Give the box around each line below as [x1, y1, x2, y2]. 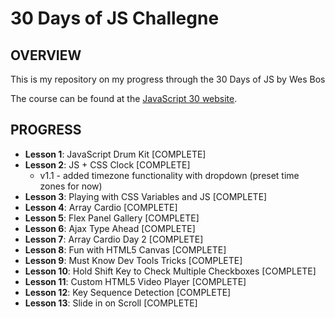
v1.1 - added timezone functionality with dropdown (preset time [39, 169, 300, 181]
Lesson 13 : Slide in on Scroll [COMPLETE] [24, 297, 198, 309]
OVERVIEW [10, 47, 82, 64]
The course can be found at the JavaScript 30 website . [10, 93, 238, 104]
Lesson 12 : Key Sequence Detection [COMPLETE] [24, 286, 232, 298]
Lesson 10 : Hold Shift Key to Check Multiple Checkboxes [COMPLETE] [24, 265, 317, 277]
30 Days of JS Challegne [10, 7, 220, 30]
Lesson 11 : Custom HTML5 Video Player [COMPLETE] [24, 275, 247, 287]
